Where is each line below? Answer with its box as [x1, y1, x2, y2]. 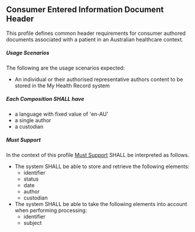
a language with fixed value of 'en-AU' [14, 110, 109, 117]
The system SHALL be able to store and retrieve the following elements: [14, 162, 190, 170]
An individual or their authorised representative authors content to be [14, 76, 183, 83]
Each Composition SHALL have [6, 96, 84, 103]
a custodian [14, 123, 44, 130]
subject [23, 219, 42, 226]
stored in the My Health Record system [14, 82, 110, 89]
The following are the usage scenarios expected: [6, 64, 125, 71]
